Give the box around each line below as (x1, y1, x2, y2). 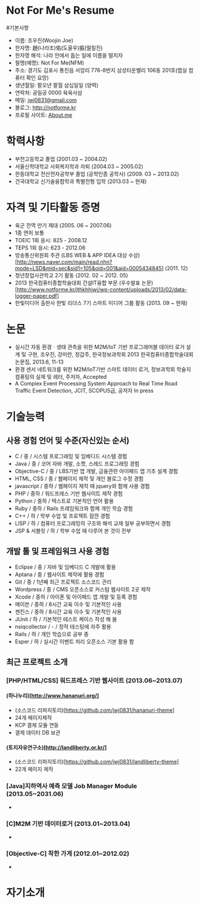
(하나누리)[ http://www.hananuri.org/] (6, 692, 99, 699)
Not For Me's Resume (6, 4, 115, 17)
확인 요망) (26, 74, 49, 81)
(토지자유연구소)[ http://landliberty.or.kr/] (6, 743, 107, 751)
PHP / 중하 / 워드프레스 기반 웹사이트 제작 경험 (14, 490, 123, 497)
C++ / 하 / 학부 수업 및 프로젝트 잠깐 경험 (14, 512, 110, 519)
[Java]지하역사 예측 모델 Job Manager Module (6, 782, 138, 791)
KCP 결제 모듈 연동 (14, 721, 59, 729)
